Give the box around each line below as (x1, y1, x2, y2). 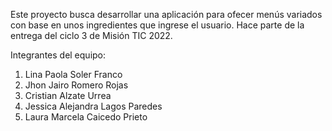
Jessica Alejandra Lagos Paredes (24, 100, 163, 112)
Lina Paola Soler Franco (24, 69, 123, 80)
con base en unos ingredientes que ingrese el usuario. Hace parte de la (10, 19, 305, 31)
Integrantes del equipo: (10, 49, 107, 61)
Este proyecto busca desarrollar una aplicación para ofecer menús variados (10, 9, 323, 20)
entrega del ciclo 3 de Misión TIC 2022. (10, 30, 173, 41)
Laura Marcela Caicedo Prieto (24, 111, 148, 123)
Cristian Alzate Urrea (24, 90, 112, 101)
